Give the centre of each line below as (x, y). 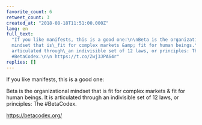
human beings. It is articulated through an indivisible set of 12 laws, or (93, 97)
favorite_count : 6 (29, 12)
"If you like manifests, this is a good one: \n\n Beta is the (90, 40)
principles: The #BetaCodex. (41, 103)
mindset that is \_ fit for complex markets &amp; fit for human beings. (103, 46)
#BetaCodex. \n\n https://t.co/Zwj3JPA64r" (66, 56)
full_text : (20, 34)
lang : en (17, 29)
